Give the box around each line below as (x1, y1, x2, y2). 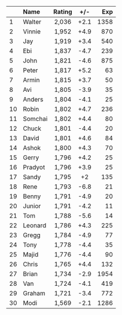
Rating (53, 8, 73, 16)
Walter (23, 18, 42, 26)
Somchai (23, 115, 48, 123)
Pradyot (23, 163, 45, 171)
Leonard (23, 221, 47, 229)
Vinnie (23, 27, 41, 35)
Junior (23, 202, 41, 210)
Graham (23, 289, 46, 297)
